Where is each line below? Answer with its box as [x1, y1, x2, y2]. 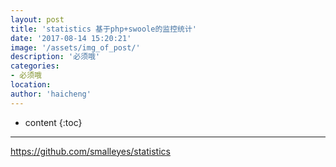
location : [10, 80, 52, 90]
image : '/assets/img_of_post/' [10, 42, 141, 53]
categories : [10, 61, 60, 71]
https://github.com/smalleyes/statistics [10, 145, 171, 157]
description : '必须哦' [10, 52, 101, 62]
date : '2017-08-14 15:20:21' [10, 33, 132, 43]
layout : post [10, 14, 65, 25]
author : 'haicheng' [10, 89, 92, 99]
